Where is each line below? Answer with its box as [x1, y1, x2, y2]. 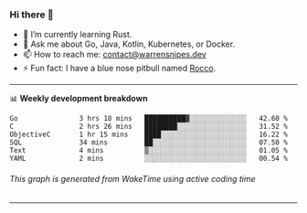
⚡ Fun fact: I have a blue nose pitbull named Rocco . [22, 63, 217, 74]
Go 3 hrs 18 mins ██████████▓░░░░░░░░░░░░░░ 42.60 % [9, 114, 288, 123]
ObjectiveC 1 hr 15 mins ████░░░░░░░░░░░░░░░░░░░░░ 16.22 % [9, 130, 288, 140]
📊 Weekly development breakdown [9, 93, 148, 104]
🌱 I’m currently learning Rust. [22, 29, 132, 40]
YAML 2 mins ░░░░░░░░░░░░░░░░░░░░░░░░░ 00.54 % [9, 154, 288, 164]
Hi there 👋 [9, 8, 55, 21]
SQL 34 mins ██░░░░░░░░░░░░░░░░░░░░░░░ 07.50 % [9, 138, 288, 147]
